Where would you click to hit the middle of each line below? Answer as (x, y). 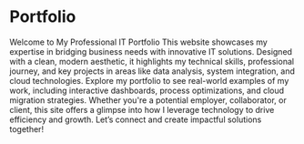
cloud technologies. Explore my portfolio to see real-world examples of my (149, 80)
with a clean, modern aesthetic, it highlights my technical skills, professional (152, 61)
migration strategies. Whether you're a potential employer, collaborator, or (148, 100)
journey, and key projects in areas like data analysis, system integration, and (152, 71)
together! (26, 129)
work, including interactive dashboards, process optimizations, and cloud (147, 90)
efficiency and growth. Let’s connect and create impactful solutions (136, 119)
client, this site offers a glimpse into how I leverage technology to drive (142, 109)
